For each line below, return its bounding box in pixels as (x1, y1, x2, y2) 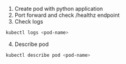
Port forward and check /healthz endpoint (14, 11, 120, 19)
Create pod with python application (14, 5, 103, 12)
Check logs (14, 18, 43, 25)
